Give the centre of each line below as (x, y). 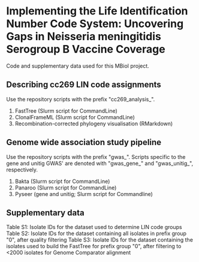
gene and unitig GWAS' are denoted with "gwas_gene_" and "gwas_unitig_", (100, 163)
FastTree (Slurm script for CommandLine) (66, 111)
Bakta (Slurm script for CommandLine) (62, 181)
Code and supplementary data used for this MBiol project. (78, 66)
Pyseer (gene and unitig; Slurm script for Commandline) (84, 194)
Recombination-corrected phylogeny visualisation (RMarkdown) (94, 124)
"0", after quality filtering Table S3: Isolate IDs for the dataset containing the (100, 240)
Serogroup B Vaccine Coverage (86, 49)
